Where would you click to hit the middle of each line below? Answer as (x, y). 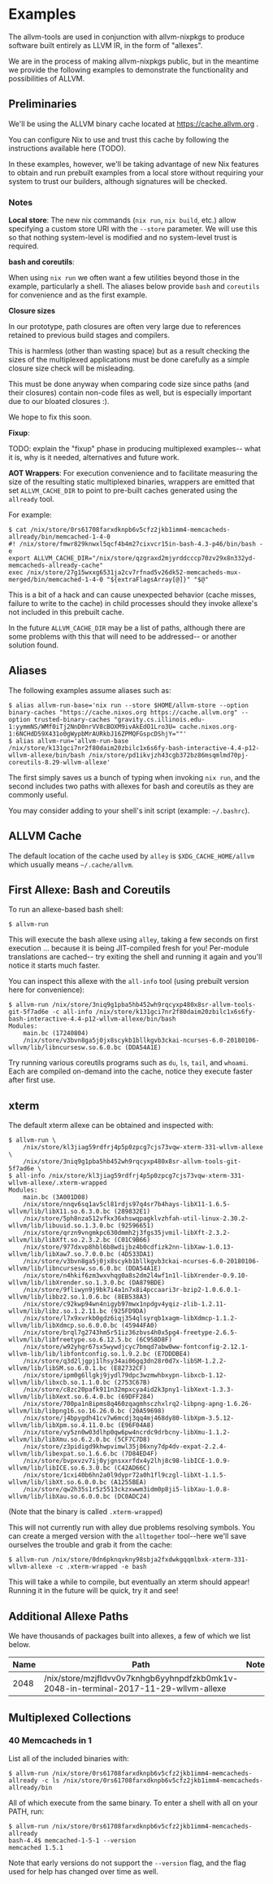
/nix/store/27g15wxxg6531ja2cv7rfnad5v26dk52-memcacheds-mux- (134, 573)
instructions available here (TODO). (67, 148)
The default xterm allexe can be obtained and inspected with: (111, 1126)
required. (24, 246)
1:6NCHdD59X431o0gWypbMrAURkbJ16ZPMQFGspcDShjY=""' (97, 734)
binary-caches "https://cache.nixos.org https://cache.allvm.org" (123, 712)
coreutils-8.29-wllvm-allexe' (60, 762)
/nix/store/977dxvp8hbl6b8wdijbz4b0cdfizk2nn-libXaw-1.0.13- (128, 1247)
